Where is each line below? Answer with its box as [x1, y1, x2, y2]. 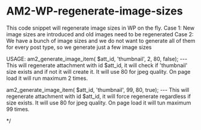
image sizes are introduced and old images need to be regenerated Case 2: [6, 30, 194, 37]
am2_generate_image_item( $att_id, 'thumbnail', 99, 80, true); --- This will [6, 86, 190, 93]
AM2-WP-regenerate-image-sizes [6, 4, 183, 18]
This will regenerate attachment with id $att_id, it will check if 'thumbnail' [6, 62, 188, 69]
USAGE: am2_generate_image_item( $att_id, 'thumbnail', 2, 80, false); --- [6, 55, 188, 62]
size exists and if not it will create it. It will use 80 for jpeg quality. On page [6, 68, 191, 75]
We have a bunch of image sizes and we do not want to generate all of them [6, 37, 196, 44]
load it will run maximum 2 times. [6, 74, 88, 82]
